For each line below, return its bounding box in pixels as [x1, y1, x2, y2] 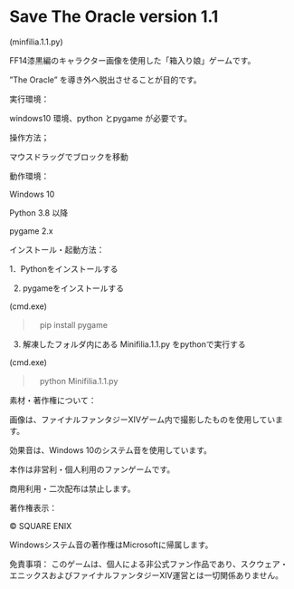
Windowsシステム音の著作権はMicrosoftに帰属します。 [9, 539, 213, 550]
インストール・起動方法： [9, 244, 105, 255]
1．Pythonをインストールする [9, 263, 119, 274]
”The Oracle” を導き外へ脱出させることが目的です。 [9, 74, 202, 85]
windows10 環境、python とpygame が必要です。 [9, 112, 193, 123]
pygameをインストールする [22, 283, 125, 294]
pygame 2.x [9, 225, 53, 237]
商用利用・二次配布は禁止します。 [9, 483, 136, 494]
